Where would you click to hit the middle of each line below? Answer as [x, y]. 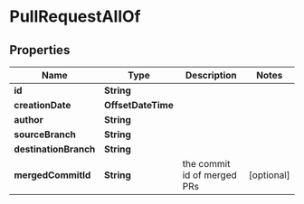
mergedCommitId [52, 175]
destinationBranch [55, 149]
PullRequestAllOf [75, 17]
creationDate [43, 105]
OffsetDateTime [138, 105]
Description [211, 75]
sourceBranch [45, 134]
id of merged [209, 175]
